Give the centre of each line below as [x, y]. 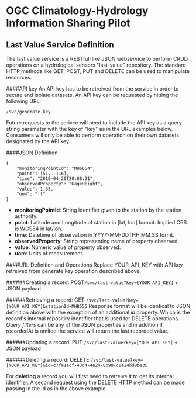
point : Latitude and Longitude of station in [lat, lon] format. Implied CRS [101, 222]
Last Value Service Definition [60, 45]
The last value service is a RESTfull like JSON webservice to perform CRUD [97, 59]
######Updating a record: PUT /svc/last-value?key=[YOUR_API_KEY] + [92, 342]
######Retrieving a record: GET [45, 300]
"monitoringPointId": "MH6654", [56, 168]
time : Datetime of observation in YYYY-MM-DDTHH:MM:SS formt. [94, 235]
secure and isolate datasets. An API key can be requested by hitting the [92, 95]
